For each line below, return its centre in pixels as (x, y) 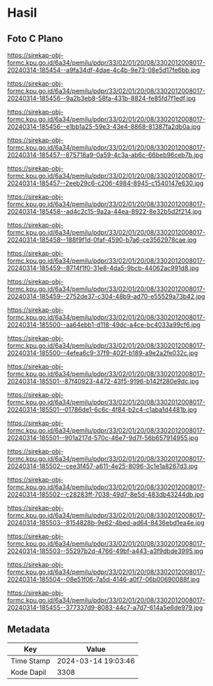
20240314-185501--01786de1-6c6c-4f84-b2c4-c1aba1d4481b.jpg (102, 410)
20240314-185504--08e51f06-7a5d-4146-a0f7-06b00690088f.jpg (103, 579)
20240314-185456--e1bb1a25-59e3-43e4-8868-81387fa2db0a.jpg (104, 126)
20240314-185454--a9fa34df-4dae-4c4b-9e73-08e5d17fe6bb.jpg (104, 70)
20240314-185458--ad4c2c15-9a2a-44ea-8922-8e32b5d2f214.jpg (104, 211)
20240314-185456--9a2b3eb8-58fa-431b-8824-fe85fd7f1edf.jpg (102, 98)
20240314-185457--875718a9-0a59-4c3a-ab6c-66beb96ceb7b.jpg (105, 155)
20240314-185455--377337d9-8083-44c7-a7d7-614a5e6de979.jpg (105, 608)
